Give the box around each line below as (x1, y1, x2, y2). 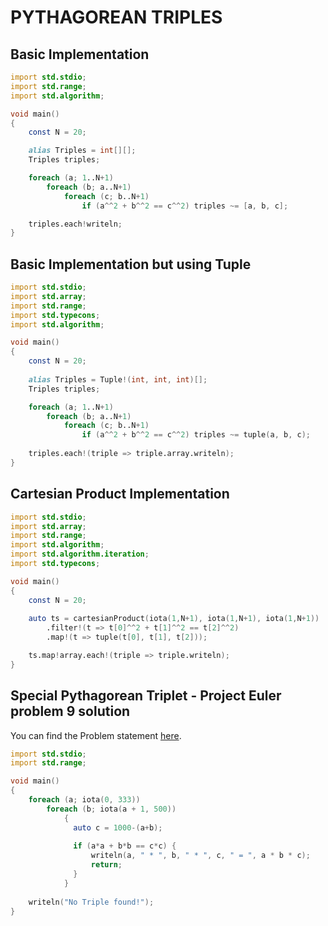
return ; (90, 860, 123, 870)
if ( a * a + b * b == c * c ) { (73, 841, 177, 851)
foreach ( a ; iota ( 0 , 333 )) (28, 795, 141, 805)
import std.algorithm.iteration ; (10, 549, 150, 560)
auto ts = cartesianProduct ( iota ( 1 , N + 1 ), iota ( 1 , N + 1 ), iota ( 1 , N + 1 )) (28, 614, 320, 624)
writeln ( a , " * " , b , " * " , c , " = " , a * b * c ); (90, 851, 311, 861)
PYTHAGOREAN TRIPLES (10, 6, 223, 29)
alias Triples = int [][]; (28, 146, 137, 156)
